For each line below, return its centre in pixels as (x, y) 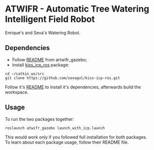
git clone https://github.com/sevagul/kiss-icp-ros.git (62, 78)
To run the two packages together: (39, 119)
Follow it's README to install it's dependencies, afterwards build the (73, 87)
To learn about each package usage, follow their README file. (67, 142)
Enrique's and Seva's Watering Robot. (43, 33)
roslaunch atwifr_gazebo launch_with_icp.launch (55, 128)
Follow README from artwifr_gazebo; (49, 60)
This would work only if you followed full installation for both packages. (76, 137)
